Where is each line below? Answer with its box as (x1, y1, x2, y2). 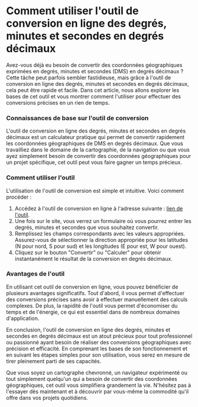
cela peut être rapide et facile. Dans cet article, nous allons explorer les (6, 86, 180, 93)
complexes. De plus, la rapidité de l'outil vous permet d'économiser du (6, 302, 178, 309)
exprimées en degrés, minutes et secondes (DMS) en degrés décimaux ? (6, 67, 184, 75)
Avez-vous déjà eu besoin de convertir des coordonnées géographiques (6, 61, 183, 69)
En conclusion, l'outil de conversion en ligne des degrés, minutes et (6, 326, 171, 333)
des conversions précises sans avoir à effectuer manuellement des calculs (6, 296, 188, 303)
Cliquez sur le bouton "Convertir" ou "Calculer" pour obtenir (14, 248, 161, 256)
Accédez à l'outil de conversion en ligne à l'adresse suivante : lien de (14, 205, 183, 212)
